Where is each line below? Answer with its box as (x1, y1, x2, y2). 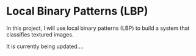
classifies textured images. (6, 30, 74, 38)
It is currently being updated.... (6, 43, 84, 50)
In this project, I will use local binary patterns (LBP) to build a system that (6, 24, 190, 32)
